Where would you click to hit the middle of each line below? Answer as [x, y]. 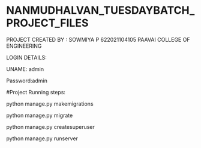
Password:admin [27, 81]
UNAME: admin [25, 69]
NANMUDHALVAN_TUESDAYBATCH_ [100, 10]
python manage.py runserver [42, 138]
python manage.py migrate [40, 115]
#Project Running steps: [36, 92]
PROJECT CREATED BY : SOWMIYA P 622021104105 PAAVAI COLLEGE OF [98, 39]
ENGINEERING [24, 46]
